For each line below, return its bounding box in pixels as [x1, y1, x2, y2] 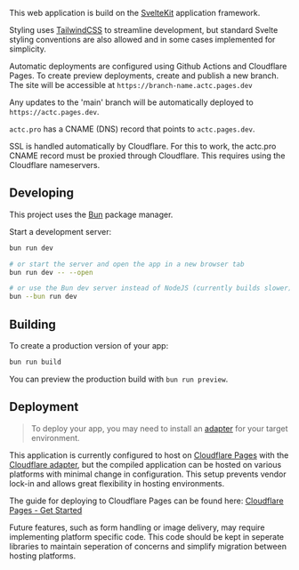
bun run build [9, 357, 62, 366]
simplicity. [9, 44, 46, 54]
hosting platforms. [9, 550, 77, 561]
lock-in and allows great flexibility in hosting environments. [9, 478, 225, 488]
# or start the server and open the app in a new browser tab [9, 260, 245, 269]
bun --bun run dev [9, 293, 77, 301]
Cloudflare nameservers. [9, 160, 101, 170]
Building [9, 317, 56, 332]
